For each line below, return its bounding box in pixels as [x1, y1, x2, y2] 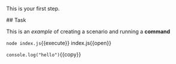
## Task [6, 17, 26, 23]
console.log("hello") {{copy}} [6, 51, 81, 58]
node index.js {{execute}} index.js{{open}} [6, 40, 112, 46]
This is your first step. [6, 5, 60, 12]
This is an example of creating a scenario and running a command [6, 28, 171, 35]
